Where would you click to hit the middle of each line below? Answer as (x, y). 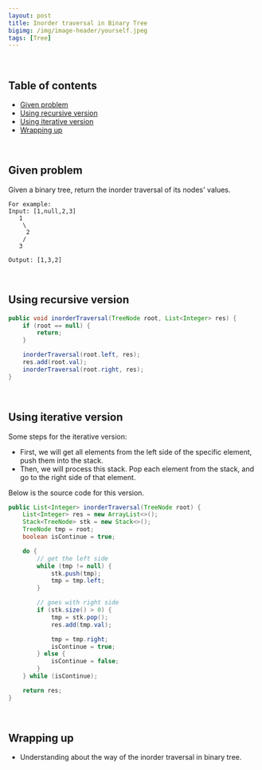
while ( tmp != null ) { (74, 566)
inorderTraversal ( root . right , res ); (84, 369)
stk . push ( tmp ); (76, 573)
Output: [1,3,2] (35, 260)
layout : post (30, 16)
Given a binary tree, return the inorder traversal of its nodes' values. (119, 190)
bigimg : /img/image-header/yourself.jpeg (78, 30)
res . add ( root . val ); (55, 362)
